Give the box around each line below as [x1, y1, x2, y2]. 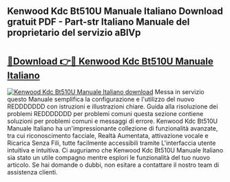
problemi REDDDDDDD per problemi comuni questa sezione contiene [7, 110, 204, 117]
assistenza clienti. [7, 168, 59, 176]
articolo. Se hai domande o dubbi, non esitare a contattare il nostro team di [7, 161, 219, 169]
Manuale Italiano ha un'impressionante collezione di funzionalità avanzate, [7, 124, 218, 133]
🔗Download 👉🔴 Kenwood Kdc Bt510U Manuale [7, 55, 213, 67]
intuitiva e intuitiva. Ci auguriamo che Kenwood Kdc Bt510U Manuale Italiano [7, 146, 224, 154]
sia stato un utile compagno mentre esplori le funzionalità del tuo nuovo [7, 154, 210, 161]
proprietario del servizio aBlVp [7, 27, 141, 38]
